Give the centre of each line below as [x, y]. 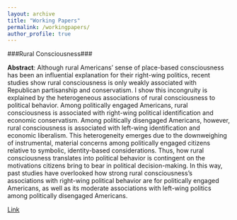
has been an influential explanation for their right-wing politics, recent [109, 75]
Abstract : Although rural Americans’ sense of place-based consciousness [116, 67]
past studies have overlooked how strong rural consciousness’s [100, 173]
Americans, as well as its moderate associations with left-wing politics [109, 188]
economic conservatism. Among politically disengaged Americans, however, [118, 121]
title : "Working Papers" [44, 21]
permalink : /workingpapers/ [49, 27]
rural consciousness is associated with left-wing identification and [104, 128]
